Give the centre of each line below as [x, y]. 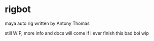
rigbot [18, 9]
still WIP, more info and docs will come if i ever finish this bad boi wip [77, 33]
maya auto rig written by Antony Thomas [47, 23]
